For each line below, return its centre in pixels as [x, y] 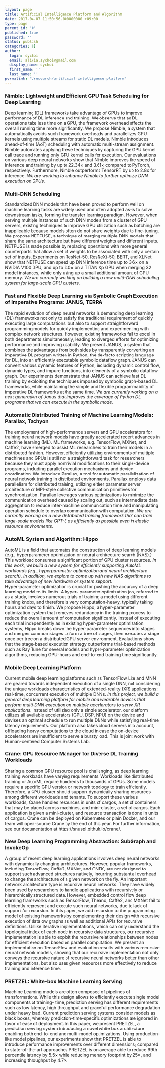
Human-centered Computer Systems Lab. [48, 741]
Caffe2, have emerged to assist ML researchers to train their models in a [78, 447]
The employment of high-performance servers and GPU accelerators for [79, 432]
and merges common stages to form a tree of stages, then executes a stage [82, 634]
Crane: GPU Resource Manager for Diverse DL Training [72, 754]
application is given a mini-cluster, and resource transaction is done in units [82, 813]
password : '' [18, 38]
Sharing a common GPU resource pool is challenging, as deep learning [77, 771]
